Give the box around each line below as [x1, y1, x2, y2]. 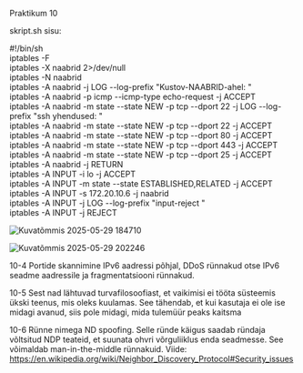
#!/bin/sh [9, 43, 44, 54]
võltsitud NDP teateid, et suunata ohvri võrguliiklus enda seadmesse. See [9, 334, 284, 345]
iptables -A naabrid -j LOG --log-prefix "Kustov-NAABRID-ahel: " [9, 82, 252, 92]
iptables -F [9, 53, 50, 63]
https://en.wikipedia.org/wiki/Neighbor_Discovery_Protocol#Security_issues [9, 354, 294, 364]
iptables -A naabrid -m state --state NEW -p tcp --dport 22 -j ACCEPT [9, 120, 273, 131]
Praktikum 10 [9, 8, 58, 18]
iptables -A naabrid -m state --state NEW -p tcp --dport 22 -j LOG [9, 101, 258, 112]
